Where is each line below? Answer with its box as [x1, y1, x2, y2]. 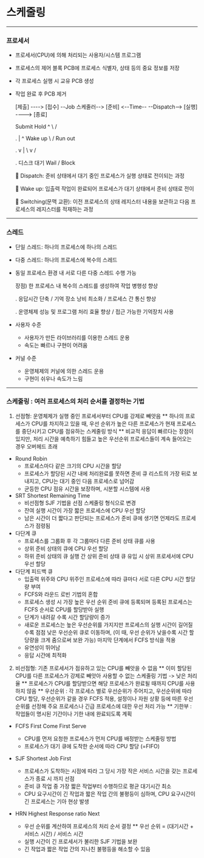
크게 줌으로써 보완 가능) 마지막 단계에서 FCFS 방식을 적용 [40, 636, 176, 643]
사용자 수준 [15, 321, 42, 328]
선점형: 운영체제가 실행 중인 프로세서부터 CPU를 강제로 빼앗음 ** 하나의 [15, 412, 184, 419]
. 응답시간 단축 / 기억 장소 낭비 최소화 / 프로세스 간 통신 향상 [15, 295, 157, 302]
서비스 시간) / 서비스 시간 [24, 830, 84, 837]
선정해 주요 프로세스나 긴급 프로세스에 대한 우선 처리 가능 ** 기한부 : [31, 702, 192, 710]
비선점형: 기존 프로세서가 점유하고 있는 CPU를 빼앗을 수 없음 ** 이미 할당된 [15, 664, 192, 672]
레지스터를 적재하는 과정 [36, 205, 93, 213]
